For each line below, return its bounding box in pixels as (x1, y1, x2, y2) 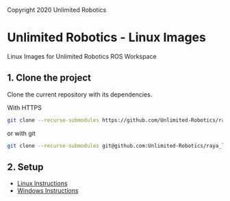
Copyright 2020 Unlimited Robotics (7, 6, 107, 14)
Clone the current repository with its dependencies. (7, 90, 153, 98)
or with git (7, 129, 36, 137)
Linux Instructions (16, 179, 68, 187)
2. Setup (7, 161, 44, 173)
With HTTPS (7, 103, 42, 111)
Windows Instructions (16, 187, 79, 195)
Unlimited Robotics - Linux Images (7, 30, 207, 45)
